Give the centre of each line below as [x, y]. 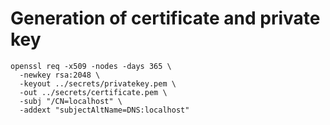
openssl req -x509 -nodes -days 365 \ [91, 66]
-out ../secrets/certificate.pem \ [93, 92]
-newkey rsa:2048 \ [60, 75]
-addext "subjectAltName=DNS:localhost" [104, 110]
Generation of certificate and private [165, 18]
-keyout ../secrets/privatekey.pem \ [98, 83]
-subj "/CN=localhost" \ [71, 101]
